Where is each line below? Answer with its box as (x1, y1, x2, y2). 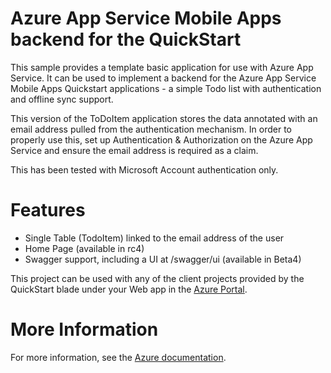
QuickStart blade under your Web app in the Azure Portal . (10, 283, 248, 295)
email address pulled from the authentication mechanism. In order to (10, 123, 293, 135)
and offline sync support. (10, 93, 114, 105)
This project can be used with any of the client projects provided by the (10, 272, 305, 284)
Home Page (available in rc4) (24, 242, 145, 254)
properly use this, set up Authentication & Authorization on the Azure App (10, 133, 313, 146)
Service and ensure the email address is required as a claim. (10, 144, 259, 156)
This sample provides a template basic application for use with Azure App (10, 61, 314, 73)
